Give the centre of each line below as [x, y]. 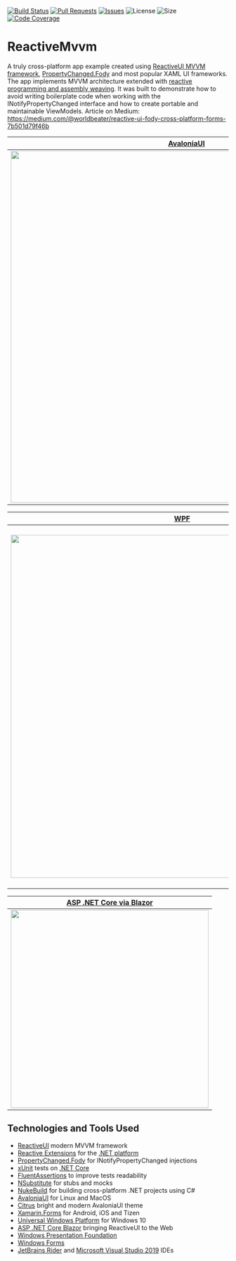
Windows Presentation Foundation [67, 1235]
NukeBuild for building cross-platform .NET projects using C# [106, 1190]
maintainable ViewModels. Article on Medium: [74, 111]
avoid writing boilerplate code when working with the [84, 96]
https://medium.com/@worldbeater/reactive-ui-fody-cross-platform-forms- [117, 118]
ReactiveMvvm [52, 47]
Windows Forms [41, 1243]
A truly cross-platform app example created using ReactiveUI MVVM [106, 66]
